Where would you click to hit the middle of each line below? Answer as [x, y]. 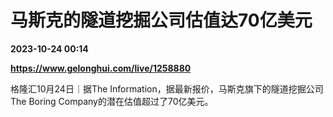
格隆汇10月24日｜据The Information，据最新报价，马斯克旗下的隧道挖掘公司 [167, 88]
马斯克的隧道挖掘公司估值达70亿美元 [161, 20]
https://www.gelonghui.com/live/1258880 [101, 68]
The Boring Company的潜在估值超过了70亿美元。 [112, 101]
